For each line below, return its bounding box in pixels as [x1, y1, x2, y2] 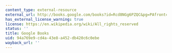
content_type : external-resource [5, 7, 77, 13]
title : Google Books [5, 31, 50, 36]
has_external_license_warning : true [5, 17, 83, 22]
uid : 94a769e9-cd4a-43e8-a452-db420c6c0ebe [5, 36, 100, 41]
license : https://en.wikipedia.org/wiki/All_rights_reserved [5, 21, 139, 27]
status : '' [5, 26, 29, 31]
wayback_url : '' [5, 40, 40, 45]
